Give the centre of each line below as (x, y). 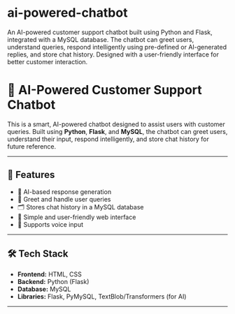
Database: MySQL (44, 289)
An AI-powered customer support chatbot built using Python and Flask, (110, 32)
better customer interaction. (48, 61)
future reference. (32, 146)
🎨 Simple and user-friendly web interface (77, 217)
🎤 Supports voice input (50, 224)
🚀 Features (31, 175)
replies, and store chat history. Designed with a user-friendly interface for (113, 54)
